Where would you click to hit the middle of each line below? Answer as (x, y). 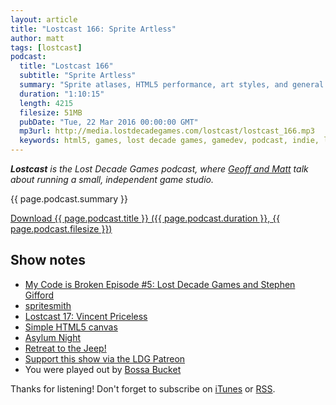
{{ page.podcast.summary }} (69, 199)
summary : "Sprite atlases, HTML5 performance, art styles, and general (172, 85)
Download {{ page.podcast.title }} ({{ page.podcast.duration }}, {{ (145, 218)
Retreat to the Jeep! (65, 348)
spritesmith (48, 305)
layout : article (44, 19)
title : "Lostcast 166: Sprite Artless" (93, 29)
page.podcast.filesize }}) (61, 229)
